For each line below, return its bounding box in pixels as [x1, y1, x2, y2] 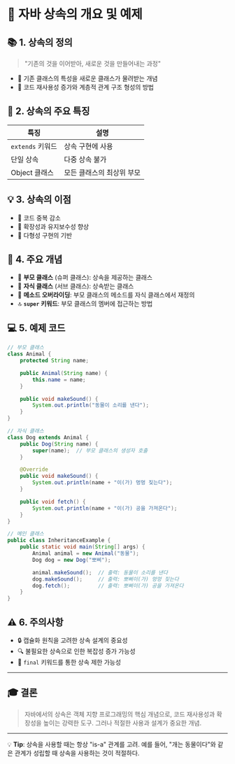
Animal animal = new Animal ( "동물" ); [32, 550, 140, 557]
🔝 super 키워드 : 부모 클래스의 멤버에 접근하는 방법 [17, 299, 153, 308]
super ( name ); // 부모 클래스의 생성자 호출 [32, 447, 148, 454]
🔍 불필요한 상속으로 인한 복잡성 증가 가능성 [17, 646, 136, 655]
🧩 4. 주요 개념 [7, 253, 63, 266]
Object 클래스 [10, 167, 55, 177]
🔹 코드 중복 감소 [17, 213, 62, 222]
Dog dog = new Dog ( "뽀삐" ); [32, 556, 111, 563]
